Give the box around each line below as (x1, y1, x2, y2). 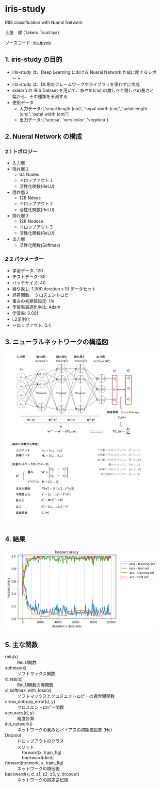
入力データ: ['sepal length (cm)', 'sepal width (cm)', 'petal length (19, 105, 147, 111)
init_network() (5, 721, 33, 727)
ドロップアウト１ (19, 177, 54, 183)
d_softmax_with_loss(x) (5, 687, 52, 693)
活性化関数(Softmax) (19, 242, 61, 248)
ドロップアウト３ (19, 224, 54, 230)
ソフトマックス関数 (17, 671, 56, 677)
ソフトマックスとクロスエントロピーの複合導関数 (17, 693, 115, 699)
